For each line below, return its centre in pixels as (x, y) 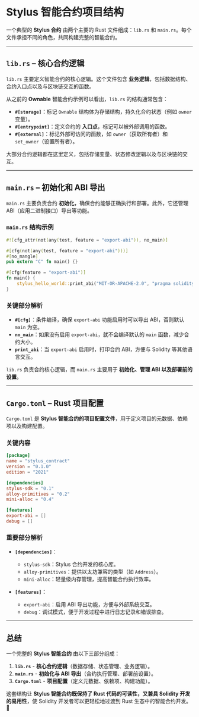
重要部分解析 (25, 537)
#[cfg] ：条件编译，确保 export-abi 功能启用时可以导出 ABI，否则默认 (99, 320)
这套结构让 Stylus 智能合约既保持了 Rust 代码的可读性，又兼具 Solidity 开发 (98, 693)
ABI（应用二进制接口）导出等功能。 (49, 210)
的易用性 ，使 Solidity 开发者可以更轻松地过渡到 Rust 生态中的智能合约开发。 (99, 701)
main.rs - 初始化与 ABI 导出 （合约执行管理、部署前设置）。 (86, 674)
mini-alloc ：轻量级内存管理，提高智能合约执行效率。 (89, 579)
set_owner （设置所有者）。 (46, 141)
